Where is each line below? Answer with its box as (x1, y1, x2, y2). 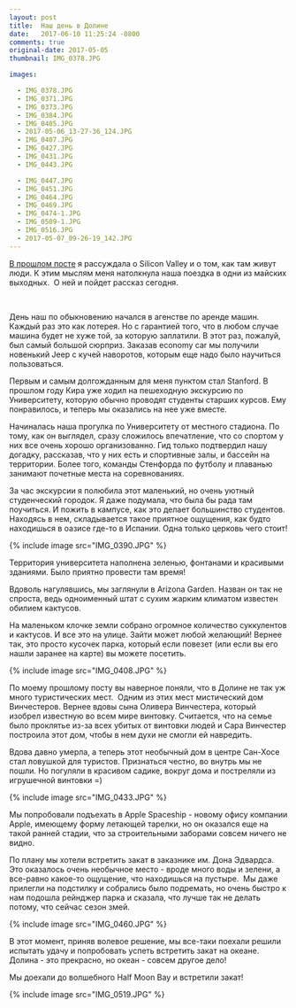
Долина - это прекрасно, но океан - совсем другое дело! (9, 954, 227, 965)
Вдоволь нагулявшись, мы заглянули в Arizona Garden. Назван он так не (9, 584, 283, 594)
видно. (9, 837, 35, 848)
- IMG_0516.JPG (17, 226, 73, 235)
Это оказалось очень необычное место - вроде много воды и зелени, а (9, 864, 281, 874)
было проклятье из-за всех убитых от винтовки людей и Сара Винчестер (9, 719, 286, 731)
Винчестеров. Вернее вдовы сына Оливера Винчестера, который (9, 701, 256, 711)
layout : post (9, 12, 57, 22)
